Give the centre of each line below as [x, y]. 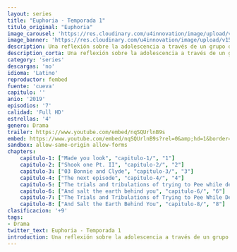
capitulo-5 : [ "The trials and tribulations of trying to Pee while [121, 184]
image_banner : [28, 40]
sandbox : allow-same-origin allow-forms [68, 145]
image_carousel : [31, 34]
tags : [15, 217]
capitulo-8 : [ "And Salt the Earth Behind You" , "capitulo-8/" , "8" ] [123, 204]
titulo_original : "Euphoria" [50, 27]
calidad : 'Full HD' [36, 112]
